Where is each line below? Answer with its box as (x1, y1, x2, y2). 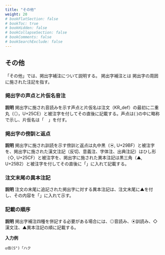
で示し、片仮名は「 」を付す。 (5, 117, 70, 123)
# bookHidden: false (5, 26, 48, 31)
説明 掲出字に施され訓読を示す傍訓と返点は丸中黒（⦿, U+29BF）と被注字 (5, 142, 155, 148)
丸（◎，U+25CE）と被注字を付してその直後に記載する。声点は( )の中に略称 (5, 110, 160, 116)
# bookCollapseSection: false (5, 30, 67, 35)
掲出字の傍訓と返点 (5, 130, 51, 137)
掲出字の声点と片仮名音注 (5, 92, 66, 99)
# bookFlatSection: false (5, 16, 58, 21)
